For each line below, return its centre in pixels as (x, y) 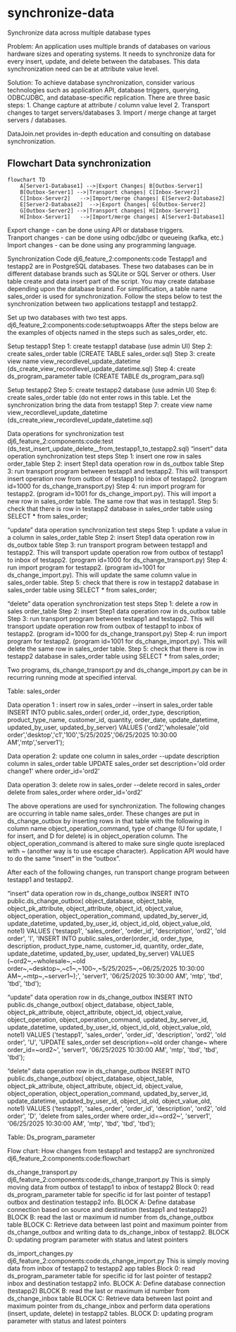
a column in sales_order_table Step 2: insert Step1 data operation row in (111, 537)
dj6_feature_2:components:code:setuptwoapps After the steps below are (113, 325)
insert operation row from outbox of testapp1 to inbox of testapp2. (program (117, 478)
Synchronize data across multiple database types (79, 33)
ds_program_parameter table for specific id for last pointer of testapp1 (109, 1194)
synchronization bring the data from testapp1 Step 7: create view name (110, 405)
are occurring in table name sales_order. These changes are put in (104, 813)
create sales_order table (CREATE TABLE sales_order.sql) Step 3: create (111, 353)
